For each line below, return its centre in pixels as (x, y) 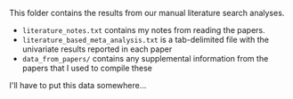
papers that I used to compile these (87, 68)
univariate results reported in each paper (97, 49)
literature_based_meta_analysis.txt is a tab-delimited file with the (146, 40)
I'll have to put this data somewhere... (78, 85)
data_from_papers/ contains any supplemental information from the (145, 58)
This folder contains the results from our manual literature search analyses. (147, 13)
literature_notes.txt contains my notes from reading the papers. (143, 30)
